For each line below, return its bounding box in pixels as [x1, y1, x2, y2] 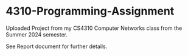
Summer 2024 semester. [5, 30, 68, 38]
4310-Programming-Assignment [5, 4, 175, 18]
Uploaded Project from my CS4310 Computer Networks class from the [5, 24, 183, 32]
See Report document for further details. [5, 43, 108, 50]
